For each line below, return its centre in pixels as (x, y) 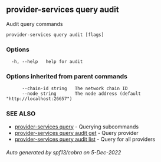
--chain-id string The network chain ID (75, 89)
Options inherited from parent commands (67, 77)
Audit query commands (34, 24)
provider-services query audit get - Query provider (76, 133)
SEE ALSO (21, 114)
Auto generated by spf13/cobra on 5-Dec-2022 (64, 153)
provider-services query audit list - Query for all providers (85, 139)
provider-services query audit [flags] (55, 35)
